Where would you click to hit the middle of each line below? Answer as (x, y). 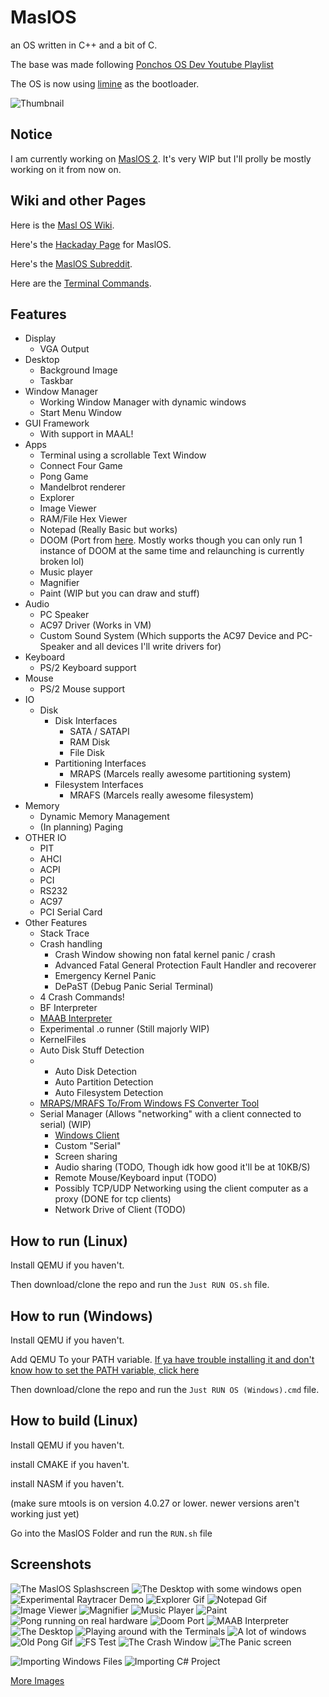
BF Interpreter (68, 1008)
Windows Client (87, 1135)
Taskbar (56, 381)
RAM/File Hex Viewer (83, 519)
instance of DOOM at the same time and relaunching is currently (172, 551)
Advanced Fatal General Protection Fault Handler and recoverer (185, 965)
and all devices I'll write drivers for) (149, 647)
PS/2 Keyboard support (88, 668)
